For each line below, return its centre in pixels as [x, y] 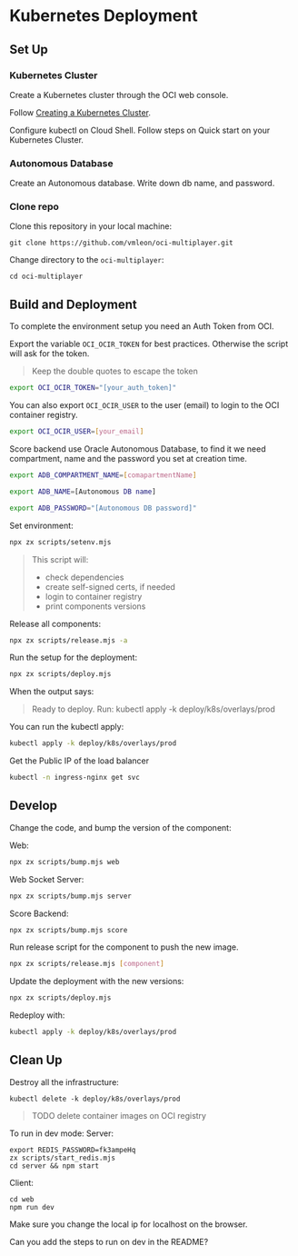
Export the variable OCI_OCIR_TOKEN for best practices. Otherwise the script [149, 344]
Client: [22, 1182]
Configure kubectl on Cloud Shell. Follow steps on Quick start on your [140, 130]
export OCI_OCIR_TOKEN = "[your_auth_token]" [93, 388]
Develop [33, 806]
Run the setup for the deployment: [74, 658]
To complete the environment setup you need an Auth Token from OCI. [142, 326]
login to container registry [94, 596]
